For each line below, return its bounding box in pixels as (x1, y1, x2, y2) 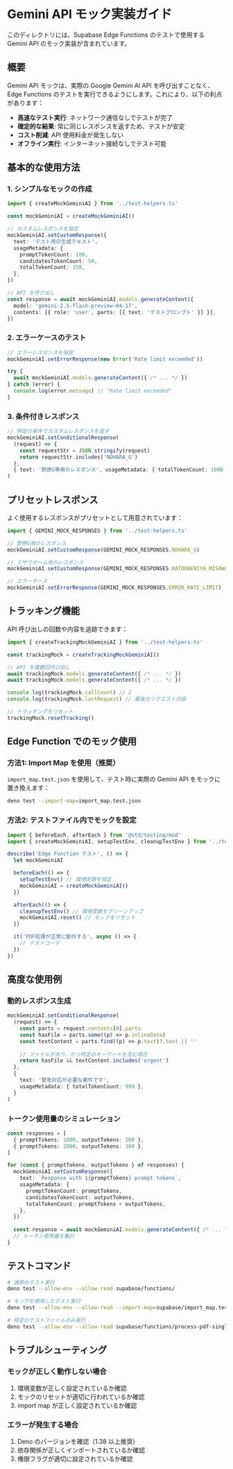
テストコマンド (7, 1260, 71, 1272)
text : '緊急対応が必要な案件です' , (19, 1076, 110, 1084)
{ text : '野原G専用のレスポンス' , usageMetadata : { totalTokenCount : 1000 (13, 466, 224, 474)
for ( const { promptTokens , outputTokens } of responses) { (7, 1162, 185, 1169)
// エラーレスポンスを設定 (7, 349, 74, 356)
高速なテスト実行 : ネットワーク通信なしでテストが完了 (17, 113, 173, 121)
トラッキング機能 (7, 605, 80, 617)
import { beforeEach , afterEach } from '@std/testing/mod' (7, 832, 182, 839)
